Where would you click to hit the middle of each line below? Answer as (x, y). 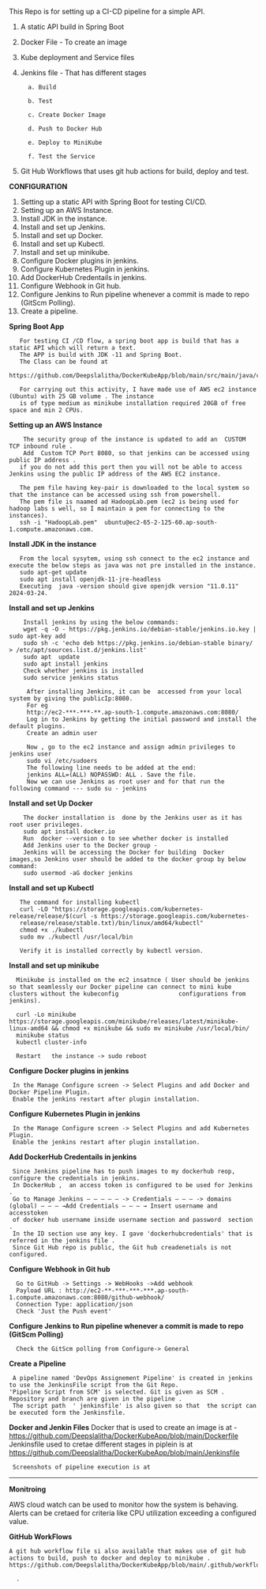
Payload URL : (39, 1291)
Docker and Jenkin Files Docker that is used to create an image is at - (123, 1427)
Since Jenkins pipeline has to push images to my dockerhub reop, (124, 1171)
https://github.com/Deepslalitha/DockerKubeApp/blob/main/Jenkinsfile (124, 1452)
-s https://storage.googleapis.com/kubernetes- (170, 916)
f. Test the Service (62, 157)
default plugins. (37, 726)
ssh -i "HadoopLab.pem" (58, 522)
